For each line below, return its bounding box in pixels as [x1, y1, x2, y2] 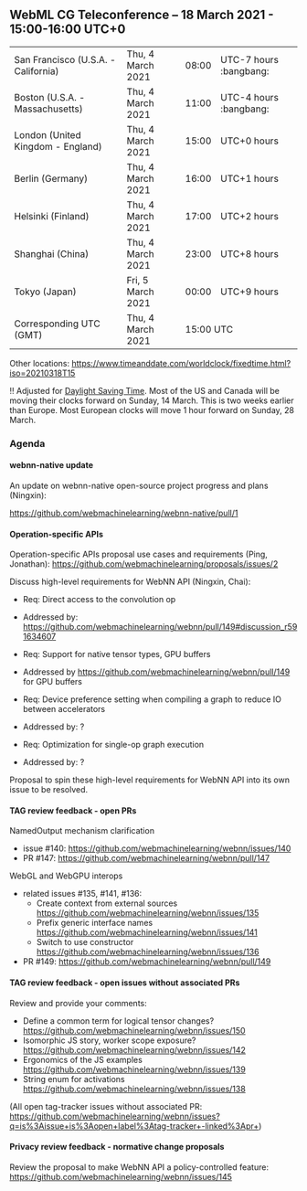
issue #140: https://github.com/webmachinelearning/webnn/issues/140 [22, 843, 291, 854]
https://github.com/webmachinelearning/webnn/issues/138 [22, 1083, 247, 1094]
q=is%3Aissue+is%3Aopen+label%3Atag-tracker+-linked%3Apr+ [9, 1120, 259, 1132]
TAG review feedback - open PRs [9, 804, 137, 816]
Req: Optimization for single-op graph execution [22, 739, 205, 750]
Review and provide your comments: [9, 997, 148, 1008]
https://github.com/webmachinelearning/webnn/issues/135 [36, 908, 259, 919]
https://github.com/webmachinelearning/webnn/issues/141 [36, 927, 259, 938]
